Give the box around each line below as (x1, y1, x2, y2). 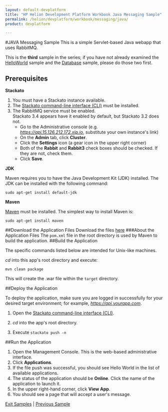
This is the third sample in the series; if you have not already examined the (5, 55, 159, 61)
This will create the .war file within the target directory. (5, 276, 119, 282)
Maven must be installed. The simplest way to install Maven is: (5, 209, 133, 215)
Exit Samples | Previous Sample (5, 401, 70, 407)
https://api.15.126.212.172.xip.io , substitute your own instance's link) (19, 129, 159, 135)
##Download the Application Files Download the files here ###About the (5, 227, 154, 233)
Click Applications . (12, 359, 52, 365)
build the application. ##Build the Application (5, 238, 98, 244)
